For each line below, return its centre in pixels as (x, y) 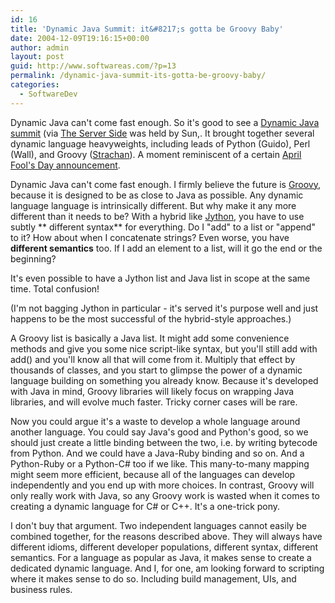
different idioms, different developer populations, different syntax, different (164, 547)
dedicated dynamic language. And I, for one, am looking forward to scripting (167, 568)
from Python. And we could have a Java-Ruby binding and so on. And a (157, 453)
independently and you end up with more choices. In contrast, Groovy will (162, 485)
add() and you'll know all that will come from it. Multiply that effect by (153, 359)
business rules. (41, 589)
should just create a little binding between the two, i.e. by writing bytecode (164, 442)
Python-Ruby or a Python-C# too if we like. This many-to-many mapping (160, 463)
